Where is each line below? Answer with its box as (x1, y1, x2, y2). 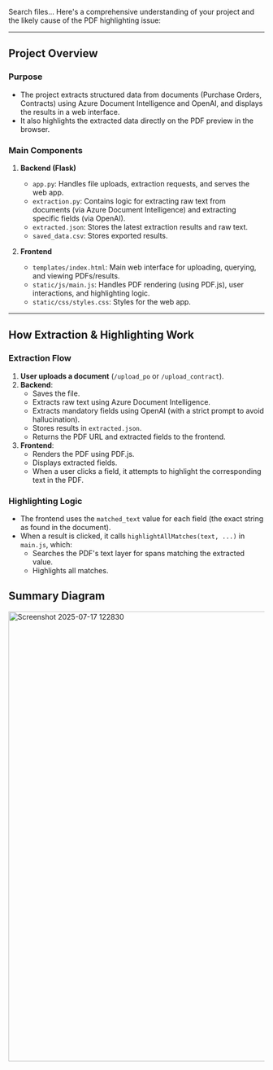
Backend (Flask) (19, 163, 77, 173)
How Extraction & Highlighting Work (8, 328, 195, 342)
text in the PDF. (32, 475, 84, 485)
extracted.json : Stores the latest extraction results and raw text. (32, 221, 249, 231)
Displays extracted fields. (32, 458, 118, 467)
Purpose (8, 71, 43, 82)
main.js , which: (19, 539, 73, 549)
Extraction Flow (8, 353, 71, 364)
